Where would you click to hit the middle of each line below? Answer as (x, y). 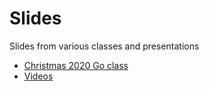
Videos (38, 76)
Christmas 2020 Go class (76, 65)
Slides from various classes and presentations (104, 46)
